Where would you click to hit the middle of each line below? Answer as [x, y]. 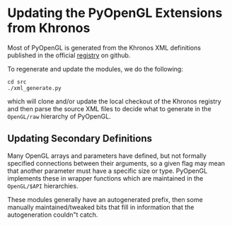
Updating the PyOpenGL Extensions [115, 13]
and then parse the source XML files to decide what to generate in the [109, 108]
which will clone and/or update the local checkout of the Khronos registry [114, 101]
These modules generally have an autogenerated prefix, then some [105, 199]
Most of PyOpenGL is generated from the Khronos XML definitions [104, 47]
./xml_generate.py [34, 88]
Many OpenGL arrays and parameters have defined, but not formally [107, 156]
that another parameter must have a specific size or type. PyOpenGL [108, 171]
